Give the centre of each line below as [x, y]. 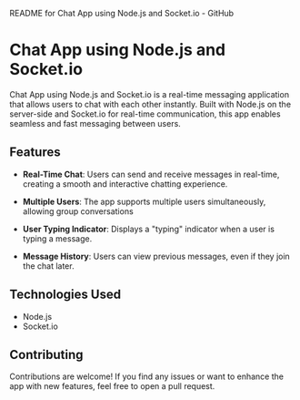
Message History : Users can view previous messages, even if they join [156, 256]
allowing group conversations [78, 211]
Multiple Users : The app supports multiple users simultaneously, [144, 201]
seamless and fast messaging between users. [95, 123]
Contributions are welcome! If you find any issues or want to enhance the [147, 376]
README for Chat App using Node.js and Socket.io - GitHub [122, 13]
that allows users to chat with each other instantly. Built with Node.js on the [150, 104]
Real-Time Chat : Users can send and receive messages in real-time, [151, 174]
